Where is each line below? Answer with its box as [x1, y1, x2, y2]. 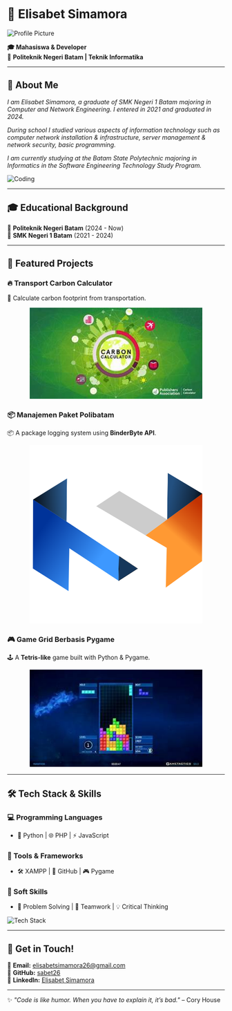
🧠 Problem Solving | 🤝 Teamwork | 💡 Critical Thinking [17, 903, 168, 911]
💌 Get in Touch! [7, 943, 75, 954]
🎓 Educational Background [7, 202, 128, 214]
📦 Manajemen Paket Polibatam [7, 410, 115, 419]
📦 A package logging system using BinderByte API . [7, 428, 157, 437]
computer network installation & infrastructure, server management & [7, 133, 206, 141]
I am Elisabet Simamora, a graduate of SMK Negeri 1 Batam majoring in [7, 97, 212, 106]
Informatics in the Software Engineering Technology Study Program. [7, 161, 202, 169]
